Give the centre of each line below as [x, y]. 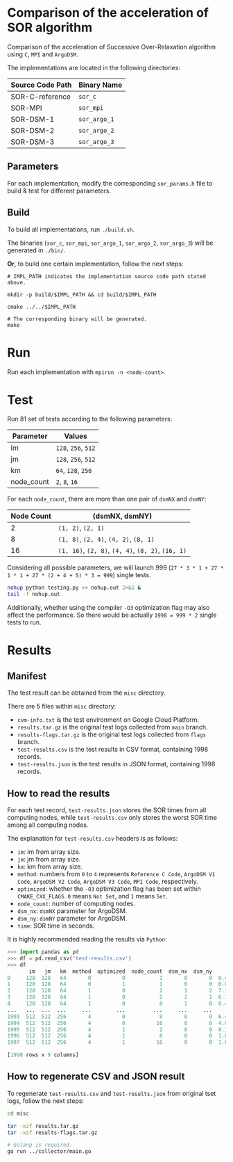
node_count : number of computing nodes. [76, 903]
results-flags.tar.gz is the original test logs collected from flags [112, 734]
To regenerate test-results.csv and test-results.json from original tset [112, 1093]
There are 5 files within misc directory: [62, 707]
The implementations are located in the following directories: [94, 67]
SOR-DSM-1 [33, 119]
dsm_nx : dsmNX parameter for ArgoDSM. [72, 911]
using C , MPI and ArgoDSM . [43, 54]
